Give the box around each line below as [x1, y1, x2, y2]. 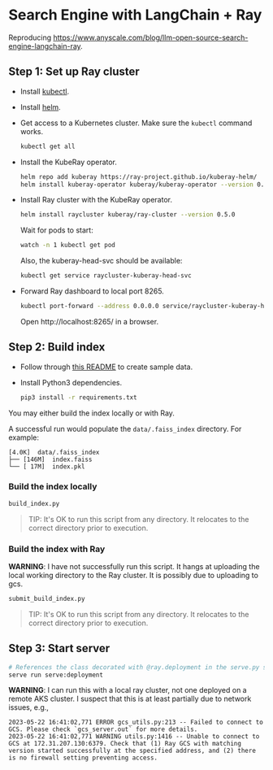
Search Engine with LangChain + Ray [8, 6, 262, 24]
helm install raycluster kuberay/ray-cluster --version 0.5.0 [19, 211, 236, 219]
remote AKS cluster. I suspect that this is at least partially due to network [8, 694, 252, 704]
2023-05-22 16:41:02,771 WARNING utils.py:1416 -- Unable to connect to [8, 733, 260, 741]
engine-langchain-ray [8, 41, 81, 50]
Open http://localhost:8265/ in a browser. [19, 316, 159, 326]
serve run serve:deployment [8, 671, 104, 679]
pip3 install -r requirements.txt [19, 393, 137, 402]
